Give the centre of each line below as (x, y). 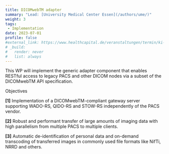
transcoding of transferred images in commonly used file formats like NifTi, (83, 141)
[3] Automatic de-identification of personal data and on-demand (72, 136)
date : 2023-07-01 (23, 33)
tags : (11, 24)
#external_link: (22, 43)
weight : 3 (16, 19)
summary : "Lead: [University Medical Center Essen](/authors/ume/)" (78, 15)
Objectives (16, 91)
